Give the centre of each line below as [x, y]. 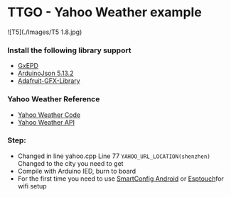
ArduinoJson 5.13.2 [45, 73]
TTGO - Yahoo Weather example [105, 12]
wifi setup [32, 186]
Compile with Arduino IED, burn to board [77, 171]
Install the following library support [69, 50]
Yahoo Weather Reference [54, 99]
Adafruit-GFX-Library [49, 81]
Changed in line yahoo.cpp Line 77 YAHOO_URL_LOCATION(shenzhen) [114, 156]
